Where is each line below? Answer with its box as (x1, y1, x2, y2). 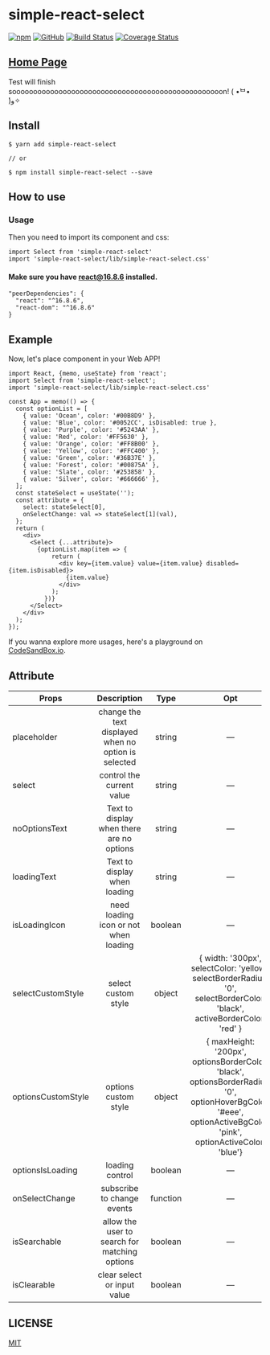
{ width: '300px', (199, 953, 263, 964)
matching (101, 1246, 138, 1258)
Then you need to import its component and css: (8, 232, 170, 242)
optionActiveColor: (195, 1136, 267, 1148)
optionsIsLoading (12, 1164, 78, 1176)
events (107, 1203, 133, 1214)
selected (103, 757, 137, 768)
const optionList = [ (15, 404, 88, 413)
